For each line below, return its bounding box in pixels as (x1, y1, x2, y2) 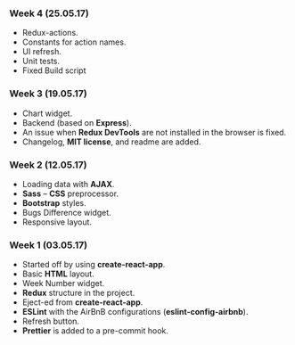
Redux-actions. (21, 28, 78, 38)
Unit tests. (21, 56, 61, 67)
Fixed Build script (21, 65, 86, 76)
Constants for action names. (21, 37, 127, 47)
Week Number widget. (21, 278, 105, 289)
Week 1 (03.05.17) (9, 239, 87, 251)
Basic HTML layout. (21, 268, 95, 279)
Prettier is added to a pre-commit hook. (21, 325, 169, 336)
